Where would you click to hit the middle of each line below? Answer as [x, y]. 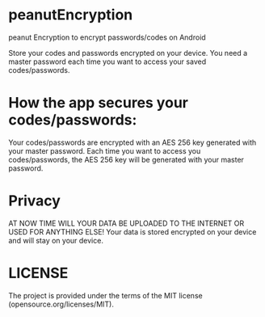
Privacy [34, 201]
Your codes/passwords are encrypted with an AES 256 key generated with [132, 142]
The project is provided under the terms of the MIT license [106, 295]
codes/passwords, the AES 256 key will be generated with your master [126, 159]
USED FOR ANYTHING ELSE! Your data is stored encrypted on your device [132, 231]
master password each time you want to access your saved [107, 61]
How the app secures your [98, 103]
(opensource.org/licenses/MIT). [61, 304]
